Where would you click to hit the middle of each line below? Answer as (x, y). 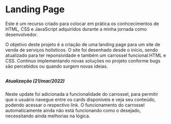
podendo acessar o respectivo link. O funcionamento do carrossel (75, 105)
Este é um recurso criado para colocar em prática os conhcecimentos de (82, 24)
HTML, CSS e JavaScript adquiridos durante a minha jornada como (76, 29)
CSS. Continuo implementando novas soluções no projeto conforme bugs (83, 60)
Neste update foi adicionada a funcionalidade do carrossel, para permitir (82, 94)
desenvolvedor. (22, 34)
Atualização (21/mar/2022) (35, 81)
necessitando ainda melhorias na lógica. (48, 116)
